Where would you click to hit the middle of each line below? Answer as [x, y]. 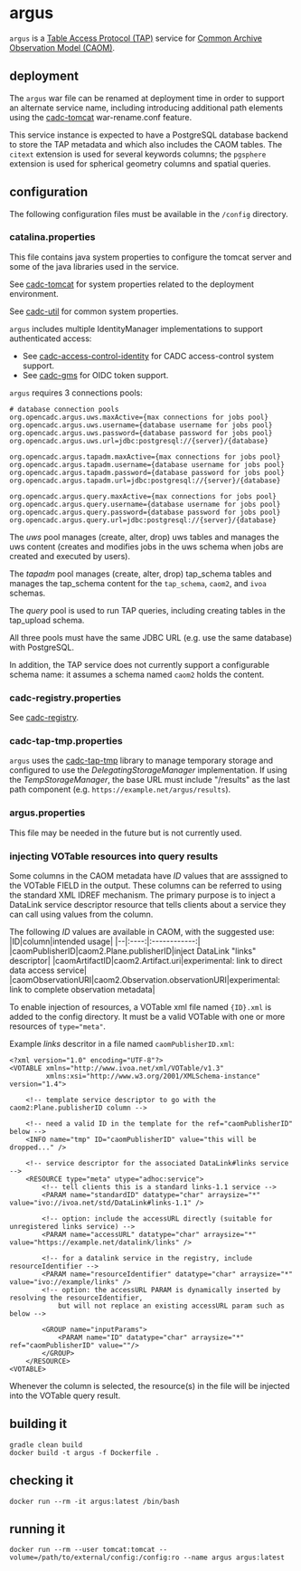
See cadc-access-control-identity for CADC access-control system [148, 356]
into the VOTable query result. [65, 1395]
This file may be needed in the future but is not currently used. [126, 833]
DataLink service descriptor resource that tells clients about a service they [148, 905]
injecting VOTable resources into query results [114, 856]
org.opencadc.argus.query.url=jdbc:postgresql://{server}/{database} [143, 520]
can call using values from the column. [81, 914]
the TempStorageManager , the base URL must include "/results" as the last [150, 780]
